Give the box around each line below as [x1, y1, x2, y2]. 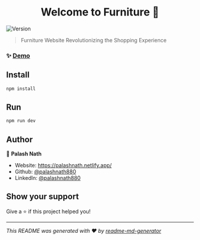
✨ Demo [6, 51, 30, 60]
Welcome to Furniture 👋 [40, 5, 160, 19]
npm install [6, 86, 36, 92]
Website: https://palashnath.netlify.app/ [14, 162, 112, 169]
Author [6, 134, 33, 145]
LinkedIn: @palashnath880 [14, 174, 81, 182]
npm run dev [6, 118, 36, 124]
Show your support [6, 192, 79, 202]
